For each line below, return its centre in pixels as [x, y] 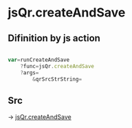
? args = [30, 73]
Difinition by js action [54, 38]
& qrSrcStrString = [57, 79]
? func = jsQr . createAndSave [57, 66]
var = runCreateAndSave [39, 60]
